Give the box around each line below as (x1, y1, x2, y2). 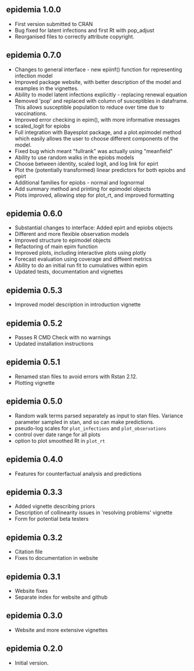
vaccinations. (14, 109, 48, 117)
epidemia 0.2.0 (6, 644, 63, 654)
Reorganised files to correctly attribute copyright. (14, 33, 134, 40)
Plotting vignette (14, 379, 55, 386)
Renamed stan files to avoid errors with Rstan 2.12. (14, 372, 137, 380)
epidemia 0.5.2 (6, 318, 63, 328)
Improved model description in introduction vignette (14, 301, 141, 308)
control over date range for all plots (14, 431, 101, 438)
